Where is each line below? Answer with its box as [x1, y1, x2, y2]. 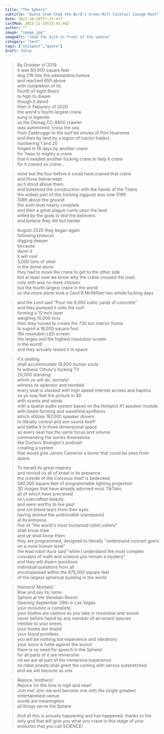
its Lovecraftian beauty [17, 496, 64, 502]
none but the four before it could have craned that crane [17, 171, 131, 176]
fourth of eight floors [17, 88, 59, 94]
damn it [17, 248, 33, 254]
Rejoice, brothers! [17, 677, 53, 683]
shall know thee [17, 527, 49, 533]
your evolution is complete [17, 605, 71, 611]
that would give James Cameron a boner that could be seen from [17, 450, 149, 456]
